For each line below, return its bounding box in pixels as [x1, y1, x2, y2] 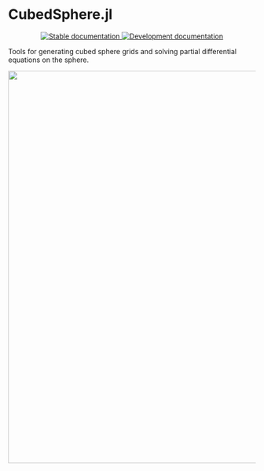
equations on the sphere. [8, 55, 90, 64]
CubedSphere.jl [8, 5, 113, 24]
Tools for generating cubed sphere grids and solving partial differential [8, 46, 237, 56]
